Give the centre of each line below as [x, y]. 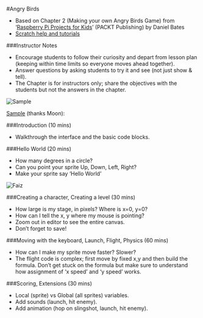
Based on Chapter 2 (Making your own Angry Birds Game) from [95, 20]
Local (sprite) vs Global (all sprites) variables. [72, 295]
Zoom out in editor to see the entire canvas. [70, 222]
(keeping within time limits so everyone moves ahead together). [95, 64]
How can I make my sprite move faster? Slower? [75, 252]
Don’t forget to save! [41, 229]
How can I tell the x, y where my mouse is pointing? [80, 215]
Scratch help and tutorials [48, 34]
